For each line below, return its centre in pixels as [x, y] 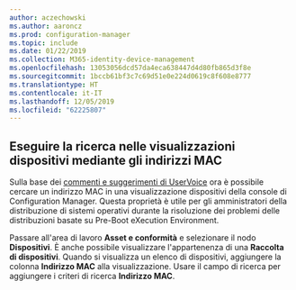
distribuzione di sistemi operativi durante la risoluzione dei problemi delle [145, 211]
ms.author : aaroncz [46, 26]
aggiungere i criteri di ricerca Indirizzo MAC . [92, 276]
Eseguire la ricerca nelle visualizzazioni [122, 146]
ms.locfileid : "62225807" [58, 110]
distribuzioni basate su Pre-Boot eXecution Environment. [114, 221]
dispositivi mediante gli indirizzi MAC [116, 160]
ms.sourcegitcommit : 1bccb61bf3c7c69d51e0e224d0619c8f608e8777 [130, 77]
